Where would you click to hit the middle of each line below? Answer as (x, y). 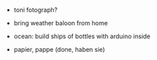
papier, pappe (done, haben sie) (59, 49)
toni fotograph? (35, 10)
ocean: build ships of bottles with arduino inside (82, 36)
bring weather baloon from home (61, 23)
